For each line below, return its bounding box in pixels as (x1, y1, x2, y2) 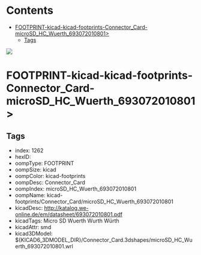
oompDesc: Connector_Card (14, 179, 86, 186)
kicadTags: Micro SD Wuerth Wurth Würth (14, 217, 119, 224)
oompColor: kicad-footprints (14, 172, 86, 179)
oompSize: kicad (14, 166, 57, 173)
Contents (6, 4, 54, 17)
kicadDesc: (14, 204, 43, 211)
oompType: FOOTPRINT (14, 159, 74, 167)
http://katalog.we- (44, 204, 89, 211)
